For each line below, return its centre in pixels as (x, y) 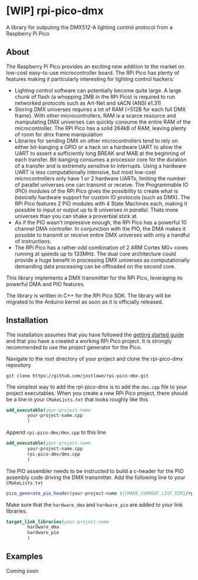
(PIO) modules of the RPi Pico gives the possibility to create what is (96, 191)
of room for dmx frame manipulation (59, 134)
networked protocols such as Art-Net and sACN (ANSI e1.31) (88, 103)
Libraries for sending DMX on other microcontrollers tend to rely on (96, 141)
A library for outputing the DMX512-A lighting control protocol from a (89, 27)
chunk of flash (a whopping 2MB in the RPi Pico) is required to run (95, 96)
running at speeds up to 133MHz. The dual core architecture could (95, 254)
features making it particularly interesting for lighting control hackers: (90, 79)
